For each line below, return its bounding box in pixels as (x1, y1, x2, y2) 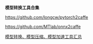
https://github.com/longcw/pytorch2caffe (5, 15, 89, 20)
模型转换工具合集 (5, 5, 39, 10)
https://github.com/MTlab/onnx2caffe (5, 24, 81, 29)
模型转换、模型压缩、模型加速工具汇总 (5, 34, 82, 39)
